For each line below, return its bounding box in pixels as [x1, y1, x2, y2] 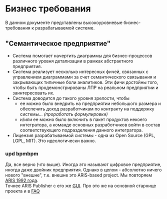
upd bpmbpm [5, 150, 38, 157]
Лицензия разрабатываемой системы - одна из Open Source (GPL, [12, 132, 155, 138]
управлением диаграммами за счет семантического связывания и [12, 73, 156, 80]
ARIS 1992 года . [5, 177, 38, 183]
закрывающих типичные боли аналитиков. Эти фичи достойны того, [12, 79, 158, 85]
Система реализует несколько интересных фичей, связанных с [12, 68, 148, 74]
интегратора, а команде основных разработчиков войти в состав [19, 121, 160, 127]
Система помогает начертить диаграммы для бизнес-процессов [12, 52, 152, 58]
